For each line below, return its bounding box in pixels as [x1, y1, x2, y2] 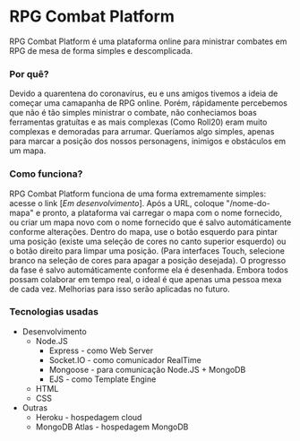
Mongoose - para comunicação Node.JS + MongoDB [48, 364, 246, 375]
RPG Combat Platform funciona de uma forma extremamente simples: [9, 188, 267, 199]
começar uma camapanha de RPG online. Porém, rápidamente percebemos [9, 98, 288, 108]
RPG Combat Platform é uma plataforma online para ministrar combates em [9, 36, 287, 47]
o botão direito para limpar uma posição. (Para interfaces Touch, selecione [9, 245, 285, 256]
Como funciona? [9, 168, 83, 180]
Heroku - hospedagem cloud [35, 411, 142, 422]
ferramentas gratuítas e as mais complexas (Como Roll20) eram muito [9, 117, 268, 127]
